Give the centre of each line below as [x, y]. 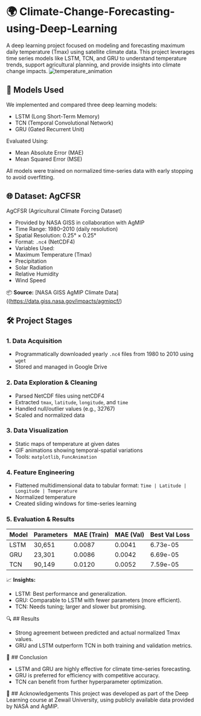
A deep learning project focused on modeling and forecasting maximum [96, 45]
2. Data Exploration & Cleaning [52, 382]
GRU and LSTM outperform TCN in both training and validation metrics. [104, 646]
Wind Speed [30, 280]
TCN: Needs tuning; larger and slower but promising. [81, 607]
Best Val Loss [170, 535]
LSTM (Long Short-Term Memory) [57, 116]
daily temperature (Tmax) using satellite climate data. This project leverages [101, 51]
